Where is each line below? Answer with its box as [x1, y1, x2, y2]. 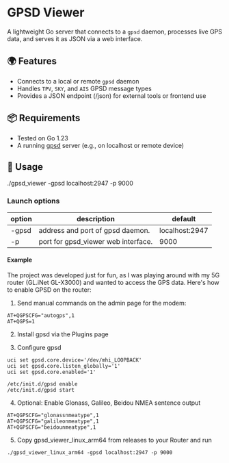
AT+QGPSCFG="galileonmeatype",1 [7, 418, 99, 425]
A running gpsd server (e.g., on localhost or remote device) [16, 141, 185, 149]
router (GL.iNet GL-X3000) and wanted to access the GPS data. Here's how [7, 278, 220, 286]
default [172, 214, 196, 223]
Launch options [7, 197, 60, 206]
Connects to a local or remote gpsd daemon [16, 77, 139, 85]
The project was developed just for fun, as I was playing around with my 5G [7, 271, 220, 279]
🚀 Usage [7, 161, 43, 173]
